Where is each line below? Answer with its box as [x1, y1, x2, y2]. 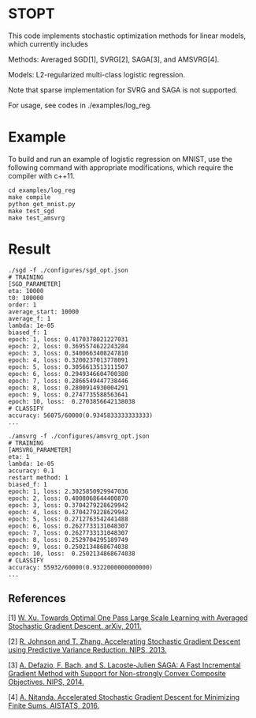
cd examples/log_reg [8, 186, 76, 194]
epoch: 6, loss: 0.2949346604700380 [8, 370, 128, 378]
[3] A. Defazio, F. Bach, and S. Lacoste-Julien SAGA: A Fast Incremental [8, 660, 242, 670]
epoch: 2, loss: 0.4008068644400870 [8, 494, 128, 502]
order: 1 [8, 301, 37, 309]
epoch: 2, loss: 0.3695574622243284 [8, 342, 128, 350]
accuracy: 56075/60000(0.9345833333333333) [8, 412, 154, 419]
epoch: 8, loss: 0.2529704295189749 [8, 536, 128, 543]
